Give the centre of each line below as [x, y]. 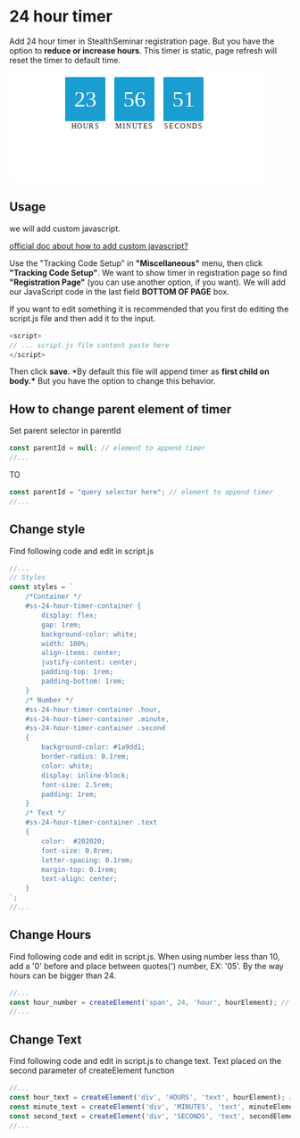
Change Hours [50, 935]
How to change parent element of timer [121, 409]
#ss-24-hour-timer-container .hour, [94, 710]
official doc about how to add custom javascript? [99, 245]
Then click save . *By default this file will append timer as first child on [139, 371]
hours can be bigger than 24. [62, 976]
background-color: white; [90, 634]
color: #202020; [73, 841]
